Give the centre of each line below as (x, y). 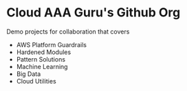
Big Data (29, 74)
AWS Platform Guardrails (52, 44)
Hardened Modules (44, 52)
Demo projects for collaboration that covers (68, 31)
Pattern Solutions (41, 59)
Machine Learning (42, 66)
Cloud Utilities (36, 81)
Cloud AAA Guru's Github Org (93, 13)
